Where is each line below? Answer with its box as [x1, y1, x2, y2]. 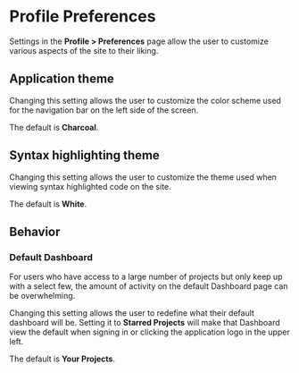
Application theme [9, 72, 114, 87]
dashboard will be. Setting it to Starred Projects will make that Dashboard [9, 318, 280, 328]
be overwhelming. [9, 291, 76, 301]
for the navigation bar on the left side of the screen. [9, 105, 199, 115]
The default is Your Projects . [9, 353, 116, 364]
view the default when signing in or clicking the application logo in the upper [9, 326, 290, 337]
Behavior [9, 224, 61, 239]
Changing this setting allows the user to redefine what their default [9, 308, 254, 318]
